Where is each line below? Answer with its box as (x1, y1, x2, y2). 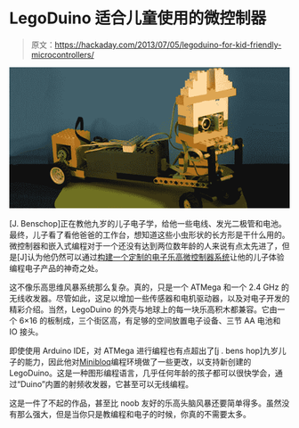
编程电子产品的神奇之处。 (9, 262, 103, 273)
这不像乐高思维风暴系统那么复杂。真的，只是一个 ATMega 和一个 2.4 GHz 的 (9, 282, 289, 292)
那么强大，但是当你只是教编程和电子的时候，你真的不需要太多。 (16, 408, 251, 419)
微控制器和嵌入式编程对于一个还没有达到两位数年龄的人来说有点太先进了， (9, 240, 282, 251)
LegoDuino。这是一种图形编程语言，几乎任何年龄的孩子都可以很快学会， (9, 367, 276, 378)
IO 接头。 (9, 326, 44, 337)
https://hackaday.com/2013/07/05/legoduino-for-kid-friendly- (54, 39, 282, 50)
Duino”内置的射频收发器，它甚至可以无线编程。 (20, 378, 194, 389)
